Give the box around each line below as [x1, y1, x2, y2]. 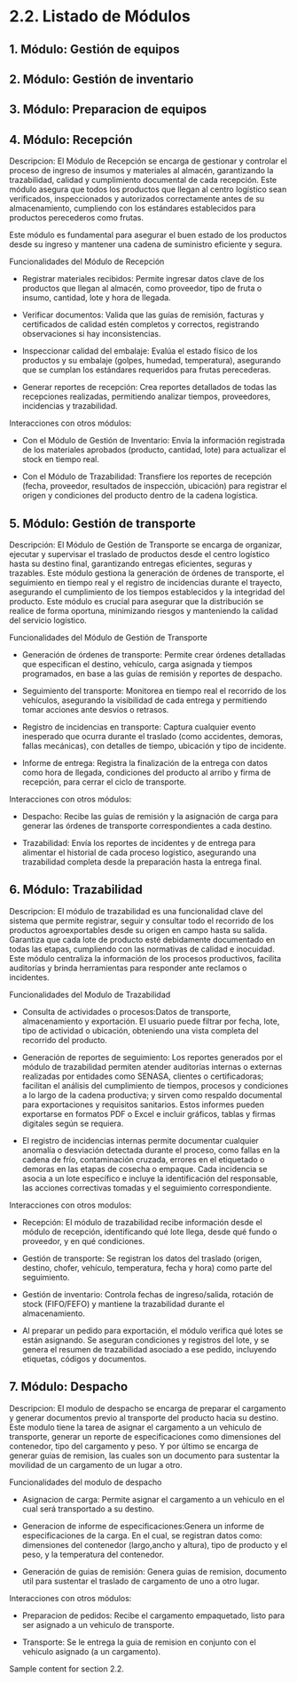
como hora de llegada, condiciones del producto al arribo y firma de [21, 767, 271, 778]
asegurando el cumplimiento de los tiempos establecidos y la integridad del [9, 586, 285, 597]
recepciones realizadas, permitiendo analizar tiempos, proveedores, [21, 391, 271, 402]
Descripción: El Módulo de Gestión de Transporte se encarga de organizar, [9, 539, 282, 550]
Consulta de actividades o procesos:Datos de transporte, [21, 1006, 231, 1017]
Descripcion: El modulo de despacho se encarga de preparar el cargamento [9, 1402, 286, 1414]
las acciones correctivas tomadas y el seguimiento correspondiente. [21, 1182, 272, 1192]
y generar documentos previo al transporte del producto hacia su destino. [9, 1412, 279, 1423]
